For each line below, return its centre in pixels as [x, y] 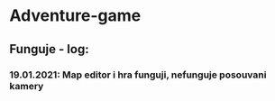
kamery [27, 86]
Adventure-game [75, 16]
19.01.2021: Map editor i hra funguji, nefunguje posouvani [138, 75]
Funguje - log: [49, 49]
